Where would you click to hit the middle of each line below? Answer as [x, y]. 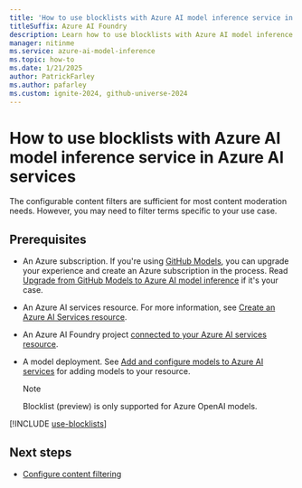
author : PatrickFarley [52, 77]
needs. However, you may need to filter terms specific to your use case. [143, 211]
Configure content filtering [72, 474]
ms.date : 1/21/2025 [46, 69]
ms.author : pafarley [48, 85]
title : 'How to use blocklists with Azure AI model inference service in [151, 18]
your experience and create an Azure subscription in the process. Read [155, 271]
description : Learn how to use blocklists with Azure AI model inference [151, 34]
